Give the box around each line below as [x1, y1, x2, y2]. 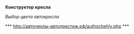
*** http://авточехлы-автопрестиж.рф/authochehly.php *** [5, 23, 129, 29]
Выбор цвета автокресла [5, 14, 59, 19]
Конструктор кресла [5, 4, 51, 10]
